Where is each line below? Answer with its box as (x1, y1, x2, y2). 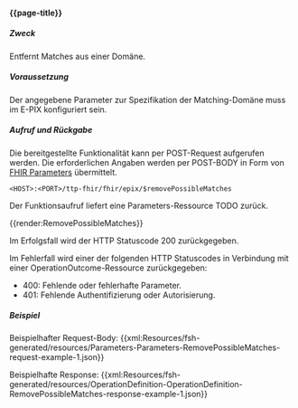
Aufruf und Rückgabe (9, 125, 93, 136)
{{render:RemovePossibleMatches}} (9, 217, 144, 228)
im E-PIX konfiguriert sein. (9, 104, 107, 115)
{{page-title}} (9, 7, 63, 18)
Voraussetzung (9, 71, 70, 82)
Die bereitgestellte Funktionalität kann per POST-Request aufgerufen (9, 147, 265, 158)
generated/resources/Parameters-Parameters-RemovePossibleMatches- (9, 342, 281, 353)
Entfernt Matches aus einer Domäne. (9, 51, 146, 62)
